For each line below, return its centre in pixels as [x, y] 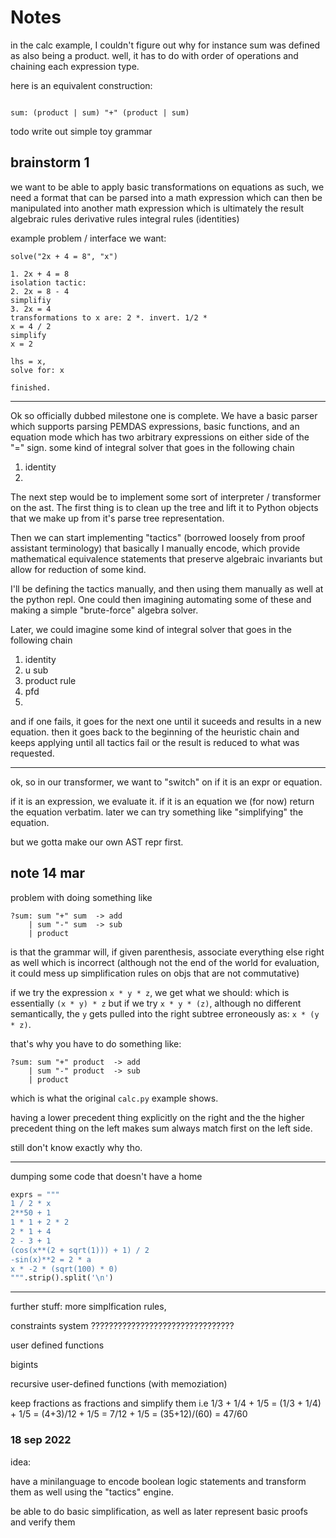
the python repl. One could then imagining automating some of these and [161, 599]
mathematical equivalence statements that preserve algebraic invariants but [166, 558]
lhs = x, [28, 361]
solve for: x [37, 370]
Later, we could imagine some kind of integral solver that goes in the [151, 629]
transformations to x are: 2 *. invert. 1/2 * [109, 317]
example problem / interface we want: [88, 238]
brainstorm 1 [50, 162]
